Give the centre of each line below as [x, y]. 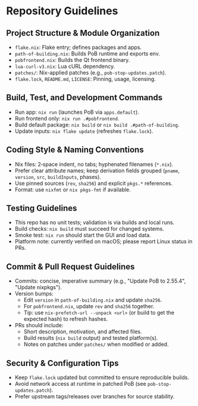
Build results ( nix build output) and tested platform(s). [91, 338]
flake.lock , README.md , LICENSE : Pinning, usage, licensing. [85, 79]
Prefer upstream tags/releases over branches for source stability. [95, 396]
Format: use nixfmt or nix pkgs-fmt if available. [73, 190]
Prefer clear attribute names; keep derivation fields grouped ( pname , [97, 171]
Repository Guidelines [62, 11]
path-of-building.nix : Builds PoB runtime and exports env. [87, 54]
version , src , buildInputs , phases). [58, 176]
